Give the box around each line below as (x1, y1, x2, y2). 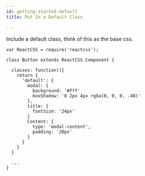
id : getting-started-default (6, 8, 78, 15)
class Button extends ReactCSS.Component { (6, 57, 115, 63)
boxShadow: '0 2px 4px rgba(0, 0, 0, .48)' (32, 93, 141, 99)
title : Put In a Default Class (6, 14, 83, 20)
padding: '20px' (32, 128, 72, 135)
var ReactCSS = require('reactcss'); (6, 46, 99, 53)
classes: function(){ (11, 67, 65, 73)
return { (17, 72, 38, 78)
